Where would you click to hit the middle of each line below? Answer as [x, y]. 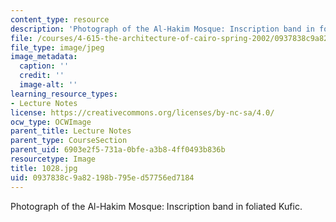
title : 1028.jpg [44, 168]
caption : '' [44, 66]
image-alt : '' [48, 85]
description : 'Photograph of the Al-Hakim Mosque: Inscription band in [162, 29]
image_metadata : [44, 57]
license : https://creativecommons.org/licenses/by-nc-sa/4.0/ [142, 112]
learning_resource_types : [64, 94]
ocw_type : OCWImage [51, 122]
